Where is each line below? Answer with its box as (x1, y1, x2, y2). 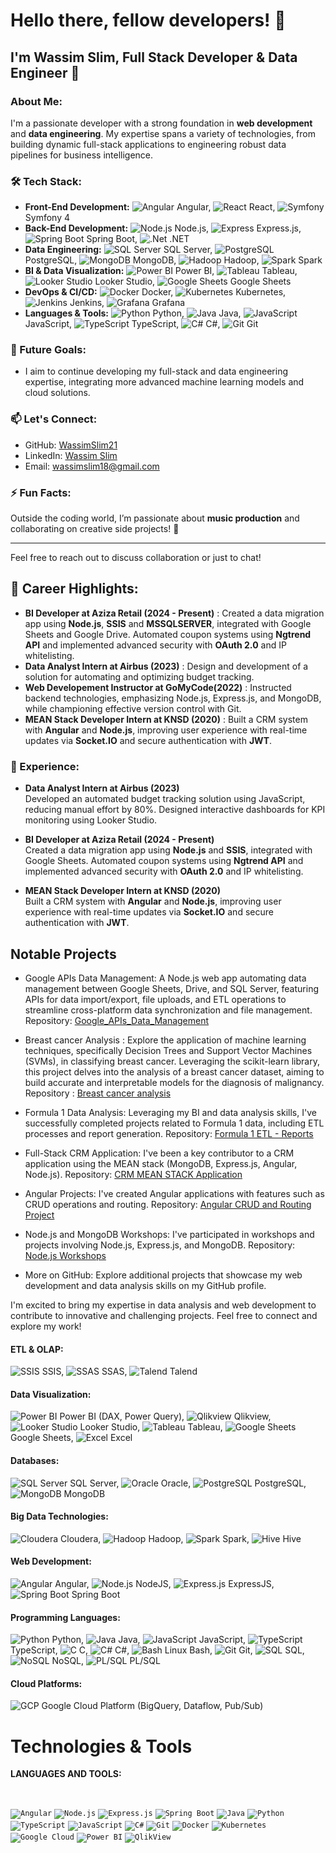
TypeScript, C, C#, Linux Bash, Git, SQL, (10, 1644, 305, 1656)
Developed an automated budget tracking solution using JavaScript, (24, 793, 306, 805)
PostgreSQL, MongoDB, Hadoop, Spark (24, 254, 323, 266)
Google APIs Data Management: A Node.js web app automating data (24, 972, 307, 984)
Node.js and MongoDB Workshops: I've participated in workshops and (24, 1228, 315, 1240)
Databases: (10, 1454, 60, 1466)
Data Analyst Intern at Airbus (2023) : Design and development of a (24, 660, 309, 672)
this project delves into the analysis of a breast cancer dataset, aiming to (24, 1065, 325, 1078)
